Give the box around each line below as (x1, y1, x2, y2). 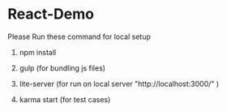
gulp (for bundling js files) (19, 62, 106, 73)
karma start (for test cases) (19, 94, 111, 104)
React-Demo (7, 5, 95, 24)
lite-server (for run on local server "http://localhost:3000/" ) (19, 79, 220, 88)
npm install (19, 47, 57, 57)
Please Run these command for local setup (7, 32, 152, 41)
